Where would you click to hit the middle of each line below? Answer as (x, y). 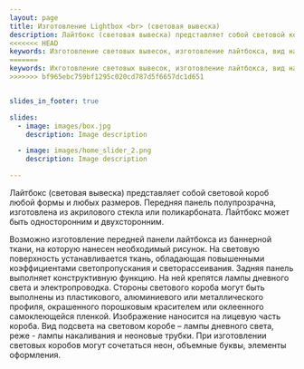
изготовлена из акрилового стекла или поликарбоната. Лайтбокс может (149, 212)
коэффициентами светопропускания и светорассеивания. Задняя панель (152, 268)
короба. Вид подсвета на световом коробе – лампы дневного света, (142, 326)
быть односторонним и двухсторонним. (87, 222)
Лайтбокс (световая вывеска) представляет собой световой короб (139, 193)
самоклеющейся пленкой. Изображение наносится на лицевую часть (145, 316)
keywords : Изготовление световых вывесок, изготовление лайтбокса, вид (147, 52)
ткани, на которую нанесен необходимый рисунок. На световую (134, 249)
